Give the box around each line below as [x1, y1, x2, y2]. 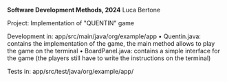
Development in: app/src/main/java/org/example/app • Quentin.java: [7, 32, 202, 40]
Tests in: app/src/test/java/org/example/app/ [7, 68, 134, 75]
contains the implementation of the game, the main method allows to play [7, 40, 215, 47]
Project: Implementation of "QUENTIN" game [7, 19, 135, 27]
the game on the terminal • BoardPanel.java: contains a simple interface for [7, 47, 221, 55]
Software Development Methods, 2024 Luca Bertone [7, 6, 160, 14]
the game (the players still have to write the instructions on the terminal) [7, 54, 211, 62]
